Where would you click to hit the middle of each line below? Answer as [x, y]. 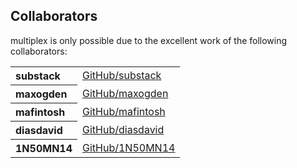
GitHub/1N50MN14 [129, 147]
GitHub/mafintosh [124, 111]
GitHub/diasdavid [123, 129]
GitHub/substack [122, 76]
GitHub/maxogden [125, 93]
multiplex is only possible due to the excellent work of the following [149, 40]
